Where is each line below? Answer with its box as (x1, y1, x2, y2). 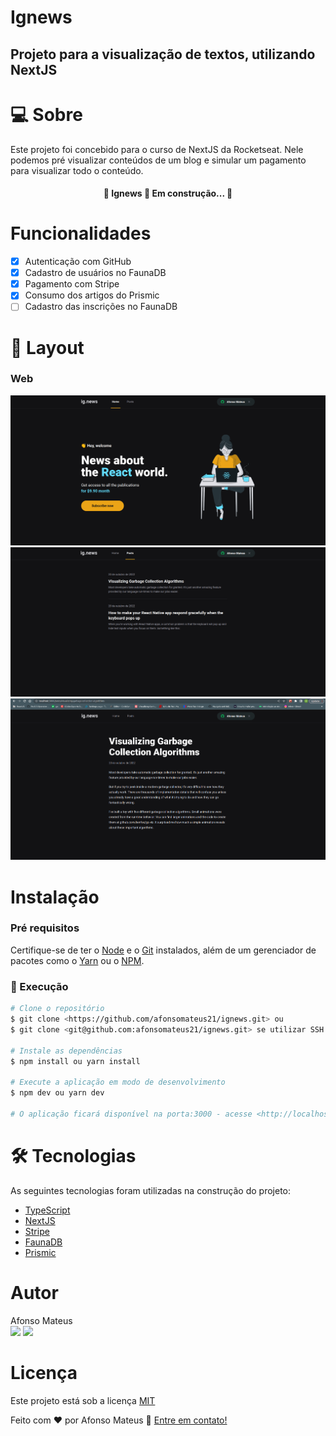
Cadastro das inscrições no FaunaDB (24, 301, 178, 313)
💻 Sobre (10, 103, 83, 126)
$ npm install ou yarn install (10, 1056, 141, 1066)
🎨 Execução (10, 979, 69, 993)
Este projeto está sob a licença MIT (10, 1394, 156, 1406)
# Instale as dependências (10, 1046, 123, 1056)
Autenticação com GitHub (24, 256, 132, 268)
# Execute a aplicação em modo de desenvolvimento (10, 1077, 226, 1088)
